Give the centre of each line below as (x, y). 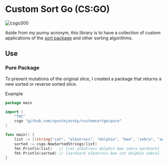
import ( (14, 112)
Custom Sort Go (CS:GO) (57, 9)
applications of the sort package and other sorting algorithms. (69, 38)
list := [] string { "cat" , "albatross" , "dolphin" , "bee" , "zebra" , (85, 139)
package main (19, 103)
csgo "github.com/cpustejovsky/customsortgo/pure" (68, 121)
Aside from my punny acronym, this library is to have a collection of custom (83, 32)
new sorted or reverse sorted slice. (41, 84)
